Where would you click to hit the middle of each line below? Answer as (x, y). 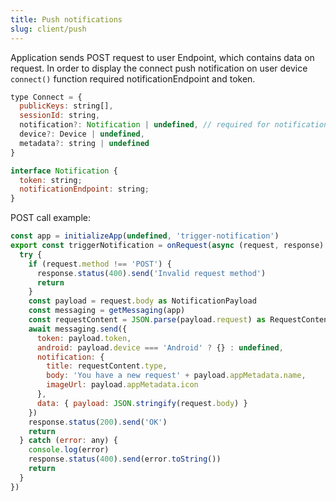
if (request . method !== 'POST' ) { (100, 264)
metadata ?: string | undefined (84, 143)
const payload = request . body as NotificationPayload (142, 301)
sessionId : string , (60, 116)
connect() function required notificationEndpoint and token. (133, 78)
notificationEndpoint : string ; (84, 189)
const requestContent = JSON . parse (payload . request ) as (147, 320)
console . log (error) (69, 450)
